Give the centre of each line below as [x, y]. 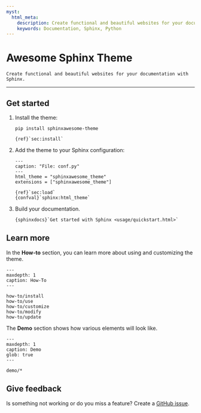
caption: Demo [24, 350]
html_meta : [25, 17]
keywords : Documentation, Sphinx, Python [69, 28]
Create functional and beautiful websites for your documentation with [97, 74]
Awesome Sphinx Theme [69, 58]
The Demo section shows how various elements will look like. [82, 328]
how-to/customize [28, 306]
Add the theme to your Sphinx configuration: [70, 150]
